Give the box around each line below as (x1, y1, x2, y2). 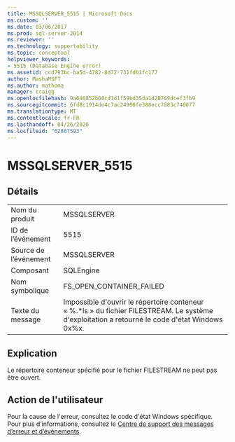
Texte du (10, 306, 40, 316)
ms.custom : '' (7, 17, 49, 24)
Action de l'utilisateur (7, 394, 104, 406)
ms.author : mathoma (7, 82, 64, 89)
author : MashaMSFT (7, 75, 61, 83)
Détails (7, 185, 38, 197)
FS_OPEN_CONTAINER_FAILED (62, 282, 164, 291)
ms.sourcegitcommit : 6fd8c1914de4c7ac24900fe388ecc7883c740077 (7, 102, 196, 109)
